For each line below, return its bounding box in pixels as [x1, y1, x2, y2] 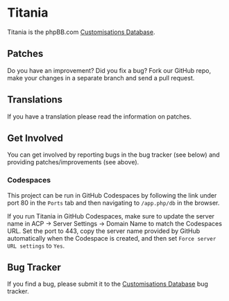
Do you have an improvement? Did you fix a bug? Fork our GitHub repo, [7, 66, 212, 74]
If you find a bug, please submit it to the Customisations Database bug [7, 279, 208, 289]
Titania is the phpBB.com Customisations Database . [7, 28, 155, 36]
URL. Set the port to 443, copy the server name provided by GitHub [7, 227, 201, 235]
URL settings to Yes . [7, 241, 65, 250]
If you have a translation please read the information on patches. [7, 112, 192, 121]
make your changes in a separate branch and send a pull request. [7, 74, 195, 82]
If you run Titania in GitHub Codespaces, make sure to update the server [7, 212, 215, 220]
